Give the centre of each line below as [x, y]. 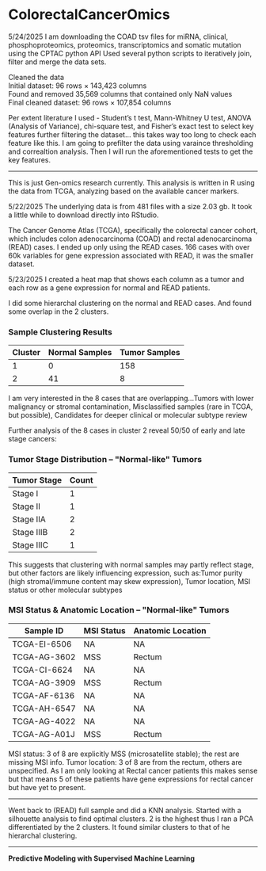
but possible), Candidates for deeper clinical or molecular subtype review [128, 415]
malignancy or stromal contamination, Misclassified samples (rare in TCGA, [131, 407]
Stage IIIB [30, 532]
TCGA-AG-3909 [44, 682]
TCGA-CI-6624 [42, 670]
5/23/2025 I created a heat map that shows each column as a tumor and [126, 279]
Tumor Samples [150, 353]
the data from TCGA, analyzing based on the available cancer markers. [124, 191]
